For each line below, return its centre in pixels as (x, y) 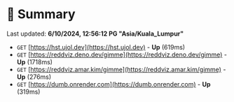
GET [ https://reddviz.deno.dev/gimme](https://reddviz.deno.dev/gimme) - (122, 54)
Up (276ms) (34, 77)
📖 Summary (41, 14)
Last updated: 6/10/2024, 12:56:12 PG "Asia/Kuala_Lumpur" (95, 34)
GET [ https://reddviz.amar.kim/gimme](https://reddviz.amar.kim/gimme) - (121, 69)
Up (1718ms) (35, 61)
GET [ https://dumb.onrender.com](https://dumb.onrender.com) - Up (113, 84)
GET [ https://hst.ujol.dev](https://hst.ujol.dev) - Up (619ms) (101, 47)
